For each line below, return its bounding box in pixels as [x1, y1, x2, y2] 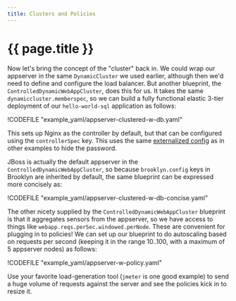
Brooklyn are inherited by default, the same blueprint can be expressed [7, 172, 214, 180]
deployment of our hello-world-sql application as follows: [7, 102, 177, 110]
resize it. [7, 287, 32, 295]
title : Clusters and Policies [7, 10, 97, 18]
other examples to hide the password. [7, 144, 118, 152]
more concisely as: [7, 180, 62, 188]
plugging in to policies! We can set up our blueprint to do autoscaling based [7, 230, 227, 238]
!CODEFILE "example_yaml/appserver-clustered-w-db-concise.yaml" [7, 193, 209, 202]
